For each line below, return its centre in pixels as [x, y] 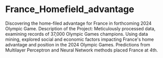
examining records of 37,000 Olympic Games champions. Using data [77, 34]
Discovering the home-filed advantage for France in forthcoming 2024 [78, 23]
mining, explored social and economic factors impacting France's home [79, 39]
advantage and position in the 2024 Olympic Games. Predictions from [78, 44]
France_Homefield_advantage [70, 9]
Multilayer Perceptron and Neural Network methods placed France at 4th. [82, 50]
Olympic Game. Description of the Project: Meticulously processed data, [80, 28]
